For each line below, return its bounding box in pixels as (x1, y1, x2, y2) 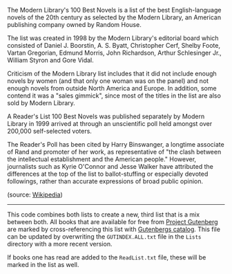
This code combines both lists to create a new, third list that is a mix (7, 210, 200, 219)
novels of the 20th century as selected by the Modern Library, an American (7, 13, 222, 21)
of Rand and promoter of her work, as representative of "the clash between (7, 148, 222, 156)
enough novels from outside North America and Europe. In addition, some (7, 84, 217, 92)
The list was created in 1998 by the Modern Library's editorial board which (7, 34, 219, 42)
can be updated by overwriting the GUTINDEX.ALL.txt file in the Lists (7, 232, 202, 241)
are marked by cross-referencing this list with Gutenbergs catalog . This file (7, 225, 221, 233)
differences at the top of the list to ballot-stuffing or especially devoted (7, 170, 209, 178)
